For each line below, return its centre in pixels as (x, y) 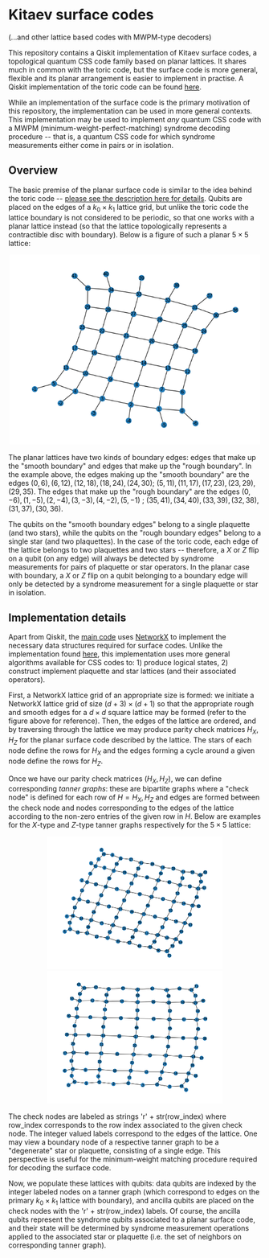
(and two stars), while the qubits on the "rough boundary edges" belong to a (134, 532)
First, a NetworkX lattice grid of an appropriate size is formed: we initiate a (131, 695)
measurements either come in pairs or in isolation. (91, 145)
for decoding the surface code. (60, 1168)
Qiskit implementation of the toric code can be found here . (105, 87)
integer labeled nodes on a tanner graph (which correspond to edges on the (134, 1192)
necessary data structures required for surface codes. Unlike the (116, 646)
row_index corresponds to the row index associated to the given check (125, 1125)
